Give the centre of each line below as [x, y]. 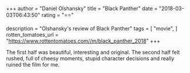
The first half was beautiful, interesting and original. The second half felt [93, 52]
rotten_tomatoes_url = [32, 35]
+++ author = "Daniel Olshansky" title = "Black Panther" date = [82, 8]
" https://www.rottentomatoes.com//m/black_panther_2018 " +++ [83, 41]
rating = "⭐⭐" [58, 15]
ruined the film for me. [33, 65]
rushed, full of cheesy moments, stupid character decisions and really [90, 58]
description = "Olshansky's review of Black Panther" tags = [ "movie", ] [92, 28]
